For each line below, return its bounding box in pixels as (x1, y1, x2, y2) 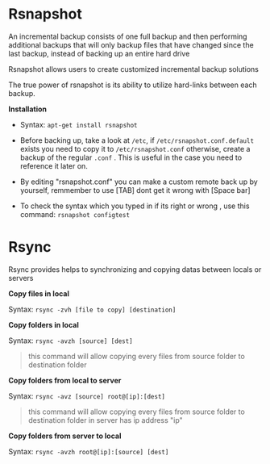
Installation (8, 104, 47, 114)
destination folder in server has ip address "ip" (27, 415, 183, 424)
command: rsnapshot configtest (19, 209, 131, 219)
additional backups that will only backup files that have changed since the (8, 40, 254, 49)
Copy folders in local (8, 320, 79, 329)
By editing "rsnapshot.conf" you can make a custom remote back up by (19, 177, 258, 186)
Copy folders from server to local (8, 431, 122, 441)
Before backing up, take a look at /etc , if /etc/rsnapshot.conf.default (19, 135, 255, 145)
